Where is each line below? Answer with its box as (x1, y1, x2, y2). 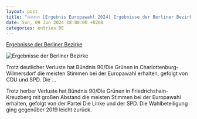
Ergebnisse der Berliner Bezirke (6, 41, 83, 48)
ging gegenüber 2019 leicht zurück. (6, 106, 92, 113)
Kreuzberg (6, 94, 32, 101)
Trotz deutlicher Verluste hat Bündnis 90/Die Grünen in (6, 64, 139, 71)
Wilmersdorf (6, 70, 36, 77)
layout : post (6, 8, 38, 15)
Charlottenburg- (140, 64, 179, 71)
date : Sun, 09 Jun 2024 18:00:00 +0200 (6, 19, 104, 25)
